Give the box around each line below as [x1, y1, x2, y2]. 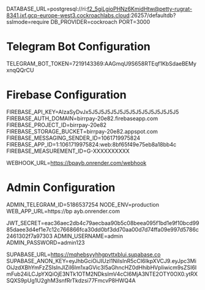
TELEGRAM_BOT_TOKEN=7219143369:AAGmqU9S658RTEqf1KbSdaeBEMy [6, 59, 197, 67]
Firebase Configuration [6, 88, 127, 102]
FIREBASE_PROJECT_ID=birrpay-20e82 [6, 121, 107, 128]
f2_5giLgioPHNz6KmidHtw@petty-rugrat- [87, 6, 193, 12]
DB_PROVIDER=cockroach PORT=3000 [50, 18, 151, 25]
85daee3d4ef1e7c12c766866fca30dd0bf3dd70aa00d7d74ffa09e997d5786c [6, 226, 199, 233]
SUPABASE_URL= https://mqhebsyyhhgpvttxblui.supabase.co [6, 251, 161, 258]
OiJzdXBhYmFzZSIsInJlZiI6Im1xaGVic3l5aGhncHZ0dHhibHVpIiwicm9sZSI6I [6, 264, 197, 271]
